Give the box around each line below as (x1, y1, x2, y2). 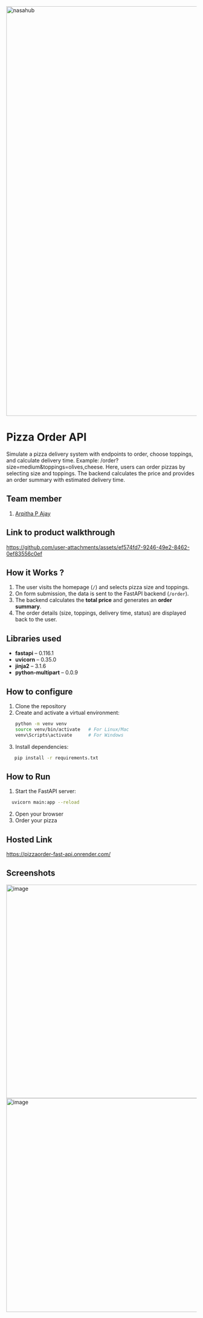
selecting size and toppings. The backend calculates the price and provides (6, 470, 195, 477)
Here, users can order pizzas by (105, 463, 185, 470)
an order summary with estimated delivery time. (6, 476, 126, 483)
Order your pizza (14, 817, 57, 824)
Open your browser (14, 810, 63, 818)
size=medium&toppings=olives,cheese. (6, 463, 105, 470)
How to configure (6, 686, 73, 697)
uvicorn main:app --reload (11, 799, 80, 806)
